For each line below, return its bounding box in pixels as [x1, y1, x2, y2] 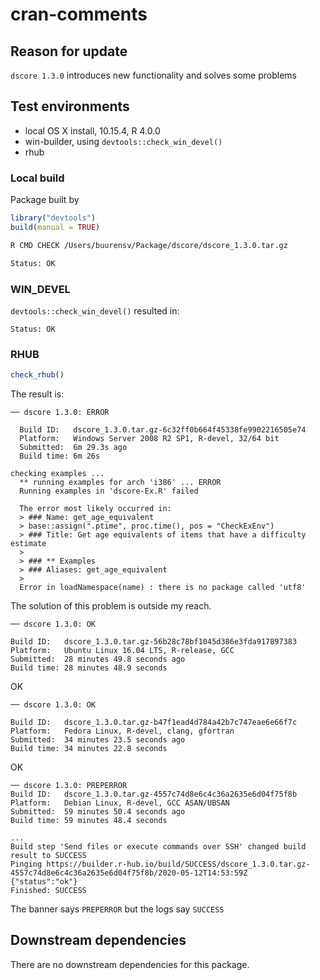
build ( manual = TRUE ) [10, 222, 101, 232]
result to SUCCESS [10, 851, 87, 861]
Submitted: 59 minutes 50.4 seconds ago [10, 807, 186, 817]
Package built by [10, 194, 80, 206]
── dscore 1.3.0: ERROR [10, 408, 110, 418]
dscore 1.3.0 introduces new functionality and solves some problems [10, 69, 297, 81]
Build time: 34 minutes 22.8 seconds [10, 744, 168, 754]
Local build [10, 171, 65, 185]
